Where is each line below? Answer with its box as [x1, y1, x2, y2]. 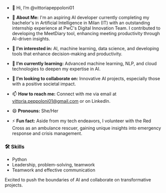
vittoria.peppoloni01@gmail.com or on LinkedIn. [12, 98, 111, 104]
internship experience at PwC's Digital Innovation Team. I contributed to [12, 25, 161, 31]
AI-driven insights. [12, 36, 51, 42]
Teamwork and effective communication [12, 167, 96, 173]
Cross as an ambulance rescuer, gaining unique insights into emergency [12, 125, 161, 131]
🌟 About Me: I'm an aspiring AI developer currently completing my [12, 15, 149, 20]
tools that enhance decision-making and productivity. [12, 51, 122, 57]
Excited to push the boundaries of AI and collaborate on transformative [5, 177, 151, 183]
